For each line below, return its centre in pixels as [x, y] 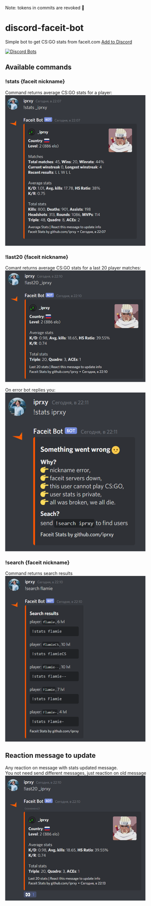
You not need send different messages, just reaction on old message [76, 773]
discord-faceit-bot [44, 28]
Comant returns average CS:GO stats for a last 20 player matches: [73, 268]
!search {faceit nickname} [37, 562]
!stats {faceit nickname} [35, 82]
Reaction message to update [51, 756]
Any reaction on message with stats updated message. [62, 768]
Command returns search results [39, 573]
